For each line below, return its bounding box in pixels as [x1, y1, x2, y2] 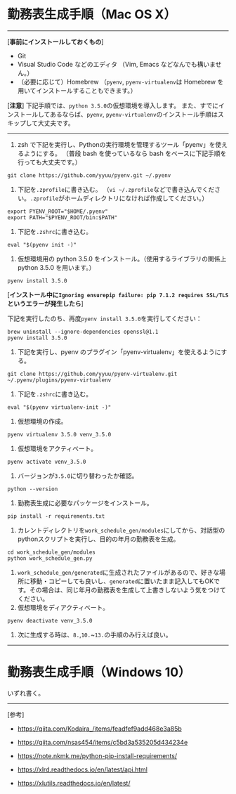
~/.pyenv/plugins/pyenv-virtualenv [7, 377, 112, 384]
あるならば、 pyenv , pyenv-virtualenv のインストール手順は [49, 110, 218, 118]
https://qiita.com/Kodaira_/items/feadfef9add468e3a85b [17, 724, 183, 733]
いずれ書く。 [7, 689, 44, 697]
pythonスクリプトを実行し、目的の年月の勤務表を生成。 [17, 535, 180, 543]
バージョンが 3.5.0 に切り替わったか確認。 [17, 471, 138, 480]
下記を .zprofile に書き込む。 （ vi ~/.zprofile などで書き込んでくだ [17, 185, 215, 193]
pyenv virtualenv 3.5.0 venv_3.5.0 [7, 431, 112, 438]
